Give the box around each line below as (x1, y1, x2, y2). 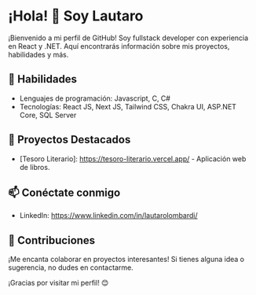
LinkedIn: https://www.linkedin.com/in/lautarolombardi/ (19, 211, 198, 220)
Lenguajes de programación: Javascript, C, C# (19, 94, 171, 103)
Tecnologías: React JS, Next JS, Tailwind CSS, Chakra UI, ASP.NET (19, 101, 237, 111)
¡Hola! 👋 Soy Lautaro (8, 7, 144, 25)
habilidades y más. (8, 50, 69, 59)
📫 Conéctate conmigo (8, 186, 121, 199)
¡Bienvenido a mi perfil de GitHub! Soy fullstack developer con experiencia (8, 33, 249, 42)
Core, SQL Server (19, 110, 77, 120)
